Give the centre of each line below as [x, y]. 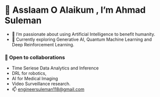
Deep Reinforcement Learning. [43, 44]
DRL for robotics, [29, 73]
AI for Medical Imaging [35, 79]
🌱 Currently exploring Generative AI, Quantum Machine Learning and [82, 39]
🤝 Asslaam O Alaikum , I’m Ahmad [75, 10]
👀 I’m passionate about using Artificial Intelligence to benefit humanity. [83, 34]
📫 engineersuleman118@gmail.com [48, 89]
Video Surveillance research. [41, 84]
